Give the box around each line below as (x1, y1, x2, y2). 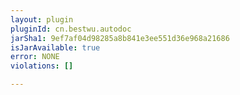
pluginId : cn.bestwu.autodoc (10, 24, 132, 34)
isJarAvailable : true (10, 42, 101, 53)
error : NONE (10, 52, 60, 62)
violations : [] (10, 61, 74, 71)
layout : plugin (10, 14, 74, 25)
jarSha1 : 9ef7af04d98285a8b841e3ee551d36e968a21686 (10, 33, 230, 43)
